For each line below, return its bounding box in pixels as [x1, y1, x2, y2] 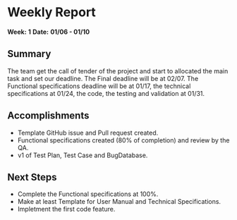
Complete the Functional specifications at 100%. [17, 190, 159, 198]
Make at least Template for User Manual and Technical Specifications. [17, 197, 221, 206]
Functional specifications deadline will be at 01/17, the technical [7, 82, 191, 90]
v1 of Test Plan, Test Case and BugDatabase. [17, 151, 148, 159]
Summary [7, 48, 51, 60]
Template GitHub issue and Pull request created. [17, 128, 159, 137]
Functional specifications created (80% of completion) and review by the [17, 135, 230, 145]
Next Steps [7, 171, 57, 183]
